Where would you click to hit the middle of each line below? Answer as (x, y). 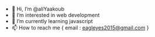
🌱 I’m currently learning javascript (52, 21)
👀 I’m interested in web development (56, 15)
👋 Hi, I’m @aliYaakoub (38, 9)
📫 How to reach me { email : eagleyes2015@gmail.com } (80, 28)
